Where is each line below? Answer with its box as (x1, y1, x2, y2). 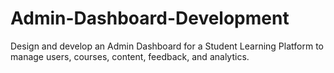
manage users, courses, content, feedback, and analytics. (10, 50, 250, 62)
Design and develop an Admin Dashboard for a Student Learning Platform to (10, 40, 324, 52)
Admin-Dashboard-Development (10, 7, 290, 30)
